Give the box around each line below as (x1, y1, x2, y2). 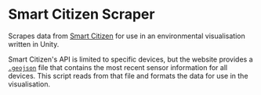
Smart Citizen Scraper (8, 5, 155, 23)
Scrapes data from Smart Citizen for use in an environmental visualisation (8, 31, 245, 40)
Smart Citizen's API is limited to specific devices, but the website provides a (8, 55, 253, 64)
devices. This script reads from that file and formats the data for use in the (8, 71, 248, 80)
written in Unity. (8, 39, 60, 48)
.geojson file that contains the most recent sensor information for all (8, 62, 228, 72)
